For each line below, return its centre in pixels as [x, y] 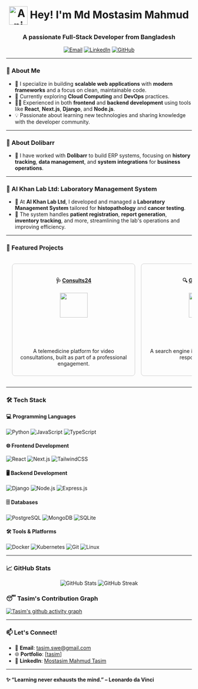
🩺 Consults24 [74, 280]
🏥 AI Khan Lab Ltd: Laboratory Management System [82, 189]
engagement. [74, 363]
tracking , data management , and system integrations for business [98, 162]
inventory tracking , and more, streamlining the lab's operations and [97, 221]
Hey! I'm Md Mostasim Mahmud [110, 14]
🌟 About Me [23, 71]
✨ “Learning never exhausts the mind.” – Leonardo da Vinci [80, 680]
